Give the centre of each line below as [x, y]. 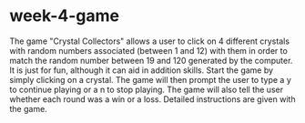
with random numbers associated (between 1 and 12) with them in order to [149, 50]
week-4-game [65, 16]
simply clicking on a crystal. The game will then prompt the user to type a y [150, 79]
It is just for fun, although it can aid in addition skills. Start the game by [142, 70]
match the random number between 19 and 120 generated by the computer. [151, 60]
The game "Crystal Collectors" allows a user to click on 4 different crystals [149, 41]
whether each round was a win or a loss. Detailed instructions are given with [152, 99]
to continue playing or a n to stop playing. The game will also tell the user [147, 89]
